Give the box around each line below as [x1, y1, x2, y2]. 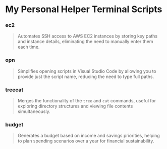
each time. [17, 44, 40, 50]
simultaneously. [17, 108, 50, 115]
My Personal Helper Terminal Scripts [5, 4, 162, 15]
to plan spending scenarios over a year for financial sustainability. [17, 138, 154, 144]
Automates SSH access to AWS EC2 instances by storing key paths [17, 33, 158, 39]
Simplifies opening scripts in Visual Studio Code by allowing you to [17, 68, 156, 74]
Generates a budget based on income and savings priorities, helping [17, 133, 160, 139]
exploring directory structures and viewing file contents [17, 103, 133, 109]
